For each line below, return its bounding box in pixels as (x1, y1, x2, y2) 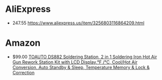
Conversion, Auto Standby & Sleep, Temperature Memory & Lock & (12, 64, 150, 70)
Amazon (5, 37, 41, 49)
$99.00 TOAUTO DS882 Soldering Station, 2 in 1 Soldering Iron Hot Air (12, 54, 157, 60)
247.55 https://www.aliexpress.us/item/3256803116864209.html (12, 20, 145, 26)
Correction (12, 70, 35, 76)
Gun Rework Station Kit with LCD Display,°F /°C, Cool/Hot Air (12, 59, 138, 65)
